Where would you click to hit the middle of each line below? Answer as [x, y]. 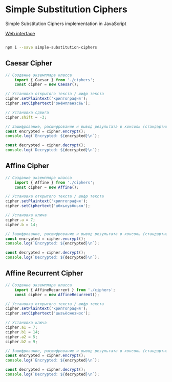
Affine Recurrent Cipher [44, 273]
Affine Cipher [27, 166]
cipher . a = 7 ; [20, 220]
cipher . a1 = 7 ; [21, 327]
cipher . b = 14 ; [21, 224]
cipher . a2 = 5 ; [21, 337]
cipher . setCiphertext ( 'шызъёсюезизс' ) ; [48, 313]
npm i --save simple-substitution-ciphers [51, 47]
